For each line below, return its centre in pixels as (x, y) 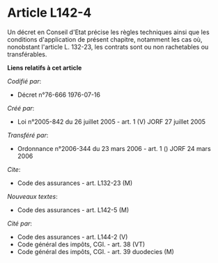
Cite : (14, 169)
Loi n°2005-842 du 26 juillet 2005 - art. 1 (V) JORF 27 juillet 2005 (111, 121)
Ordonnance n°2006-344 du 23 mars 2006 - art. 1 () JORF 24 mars (114, 148)
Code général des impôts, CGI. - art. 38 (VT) (81, 244)
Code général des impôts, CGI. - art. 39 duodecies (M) (95, 251)
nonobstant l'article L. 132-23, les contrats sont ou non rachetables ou (108, 47)
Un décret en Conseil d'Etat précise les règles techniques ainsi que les (109, 32)
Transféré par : (28, 135)
